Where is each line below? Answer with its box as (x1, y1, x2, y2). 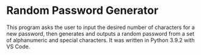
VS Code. (6, 43, 31, 50)
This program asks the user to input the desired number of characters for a (6, 24, 196, 31)
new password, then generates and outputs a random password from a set (6, 30, 194, 37)
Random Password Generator (6, 4, 159, 18)
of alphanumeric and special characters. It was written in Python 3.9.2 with (6, 36, 195, 44)
